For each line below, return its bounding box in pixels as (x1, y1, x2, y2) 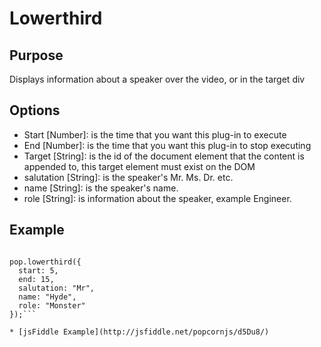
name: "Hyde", (18, 292, 77, 302)
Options (9, 102, 61, 119)
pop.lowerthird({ (9, 257, 82, 267)
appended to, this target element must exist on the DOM (23, 160, 256, 172)
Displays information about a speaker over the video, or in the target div (9, 73, 306, 85)
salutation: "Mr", (18, 283, 96, 293)
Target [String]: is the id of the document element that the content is (23, 150, 305, 162)
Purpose (9, 47, 64, 64)
